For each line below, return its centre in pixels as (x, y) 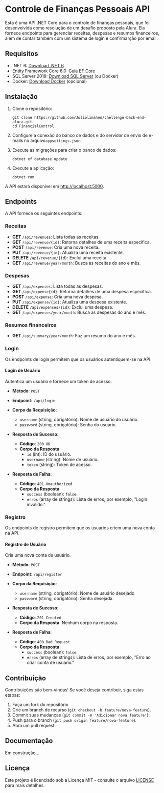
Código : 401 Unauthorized (46, 483)
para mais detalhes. (25, 785)
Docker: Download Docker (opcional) (49, 81)
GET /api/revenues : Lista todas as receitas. (56, 237)
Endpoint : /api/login (34, 400)
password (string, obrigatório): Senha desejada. (67, 599)
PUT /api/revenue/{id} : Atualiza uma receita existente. (68, 252)
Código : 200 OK (35, 443)
